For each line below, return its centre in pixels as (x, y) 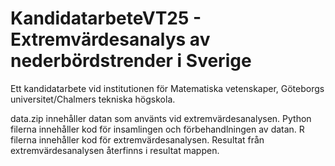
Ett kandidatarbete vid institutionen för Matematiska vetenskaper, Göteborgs (167, 88)
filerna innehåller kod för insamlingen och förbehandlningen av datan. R (157, 129)
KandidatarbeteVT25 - (106, 18)
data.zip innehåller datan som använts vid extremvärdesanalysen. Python (161, 118)
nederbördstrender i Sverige (131, 61)
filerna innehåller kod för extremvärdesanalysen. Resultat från (137, 139)
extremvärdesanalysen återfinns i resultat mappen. (115, 150)
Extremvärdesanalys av (110, 39)
